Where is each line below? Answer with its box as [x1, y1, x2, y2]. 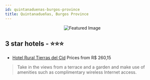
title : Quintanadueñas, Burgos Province [5, 12, 89, 16]
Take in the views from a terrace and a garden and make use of [17, 64, 146, 70]
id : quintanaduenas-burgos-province [5, 7, 80, 12]
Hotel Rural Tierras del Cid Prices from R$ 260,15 [12, 55, 111, 61]
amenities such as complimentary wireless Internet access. [17, 69, 137, 75]
